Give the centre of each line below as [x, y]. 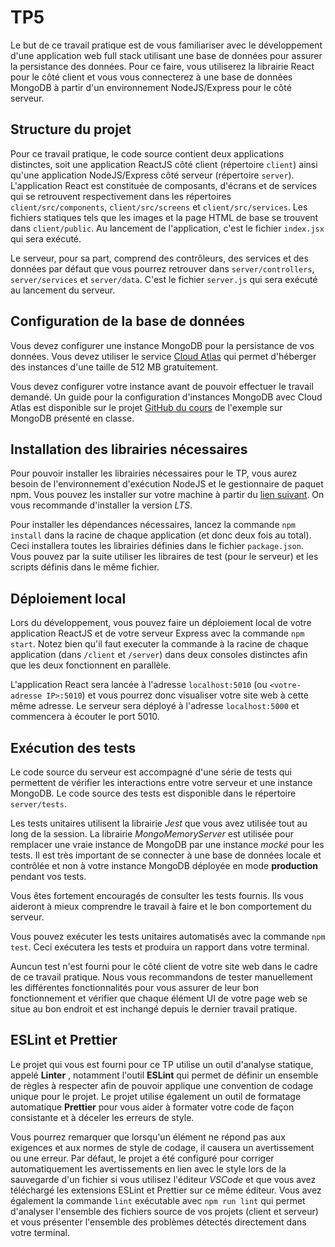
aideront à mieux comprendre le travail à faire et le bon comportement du [161, 906]
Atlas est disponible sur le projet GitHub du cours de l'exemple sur [146, 407]
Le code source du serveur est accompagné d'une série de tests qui [151, 772]
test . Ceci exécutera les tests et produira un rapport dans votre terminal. [160, 947]
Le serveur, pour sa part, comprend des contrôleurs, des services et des [159, 258]
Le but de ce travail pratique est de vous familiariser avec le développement [166, 45]
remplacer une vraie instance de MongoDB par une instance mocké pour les [167, 844]
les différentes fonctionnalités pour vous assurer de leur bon [135, 987]
